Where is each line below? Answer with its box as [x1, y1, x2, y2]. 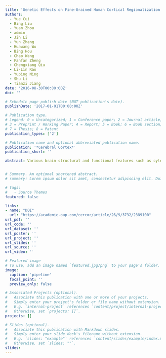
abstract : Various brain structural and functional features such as [5, 158, 152, 164]
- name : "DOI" [5, 208, 35, 213]
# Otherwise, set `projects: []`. [5, 308, 81, 314]
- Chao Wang [9, 53, 35, 59]
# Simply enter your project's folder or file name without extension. [5, 299, 161, 305]
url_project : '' [5, 236, 39, 240]
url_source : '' [5, 245, 37, 250]
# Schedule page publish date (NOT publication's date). [5, 99, 125, 104]
